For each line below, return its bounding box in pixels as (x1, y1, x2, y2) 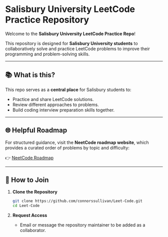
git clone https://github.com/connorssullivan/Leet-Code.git (12, 198, 143, 203)
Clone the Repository (12, 189, 57, 195)
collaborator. (19, 227, 46, 233)
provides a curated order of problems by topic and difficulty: (5, 144, 130, 150)
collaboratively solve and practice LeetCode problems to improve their (5, 45, 150, 51)
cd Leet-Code (12, 203, 40, 208)
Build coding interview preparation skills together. (12, 106, 115, 113)
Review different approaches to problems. (12, 101, 99, 107)
